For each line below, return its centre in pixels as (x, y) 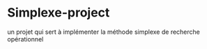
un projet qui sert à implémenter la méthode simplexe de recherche (103, 32)
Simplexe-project (59, 13)
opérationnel (25, 39)
